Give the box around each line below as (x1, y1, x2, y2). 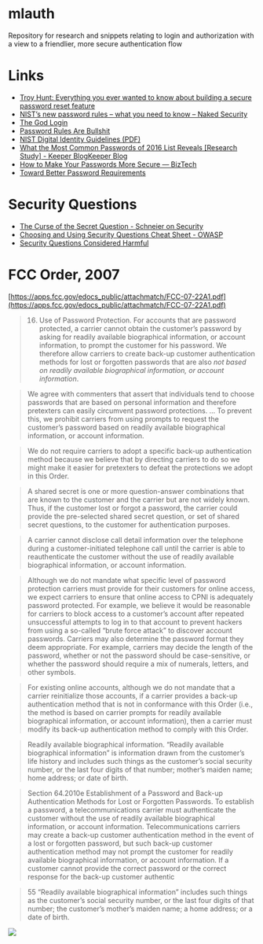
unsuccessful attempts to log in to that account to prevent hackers (27, 617, 243, 626)
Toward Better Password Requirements (19, 168, 147, 177)
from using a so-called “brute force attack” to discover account (27, 625, 233, 635)
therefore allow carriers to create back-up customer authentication (38, 348, 255, 358)
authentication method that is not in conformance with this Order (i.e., (27, 699, 254, 709)
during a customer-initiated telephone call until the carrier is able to (27, 544, 246, 553)
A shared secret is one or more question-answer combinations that (27, 486, 245, 496)
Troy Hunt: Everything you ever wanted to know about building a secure (19, 92, 253, 102)
